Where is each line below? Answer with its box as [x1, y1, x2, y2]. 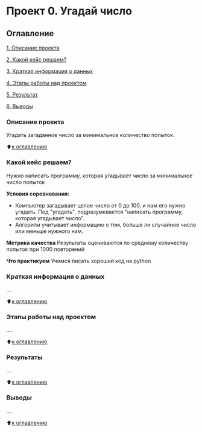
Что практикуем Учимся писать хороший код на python [6, 257, 151, 264]
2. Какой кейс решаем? [6, 56, 67, 63]
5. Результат [6, 91, 38, 98]
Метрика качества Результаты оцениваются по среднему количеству [6, 239, 189, 246]
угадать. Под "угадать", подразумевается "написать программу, [14, 208, 183, 215]
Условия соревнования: [6, 190, 70, 197]
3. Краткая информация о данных [6, 68, 93, 75]
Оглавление [6, 28, 54, 39]
